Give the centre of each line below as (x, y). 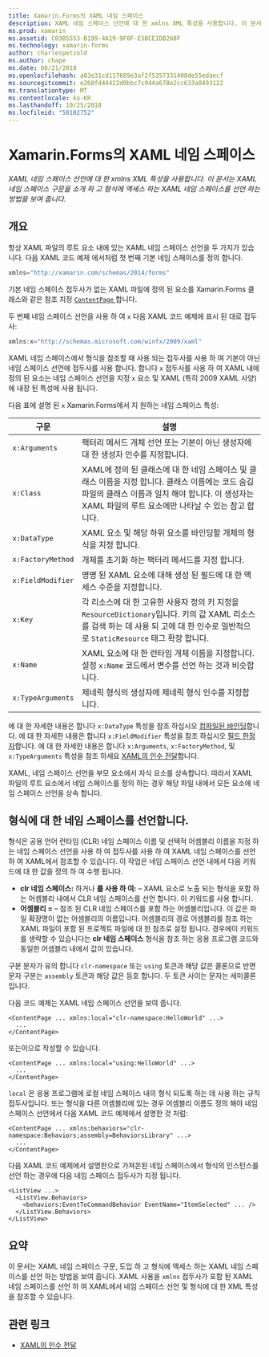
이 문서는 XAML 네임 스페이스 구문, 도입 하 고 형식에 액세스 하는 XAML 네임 (126, 1266)
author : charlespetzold (48, 53)
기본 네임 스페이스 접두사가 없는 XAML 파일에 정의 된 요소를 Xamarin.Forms (127, 289)
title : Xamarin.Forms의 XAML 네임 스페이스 (76, 16)
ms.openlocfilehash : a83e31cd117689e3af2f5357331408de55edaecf (116, 75)
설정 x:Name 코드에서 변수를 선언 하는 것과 (156, 665)
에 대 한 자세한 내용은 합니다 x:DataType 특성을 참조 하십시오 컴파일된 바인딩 (127, 725)
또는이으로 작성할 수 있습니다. (54, 1048)
